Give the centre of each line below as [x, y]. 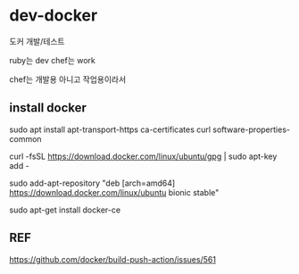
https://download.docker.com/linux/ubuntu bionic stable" [114, 192]
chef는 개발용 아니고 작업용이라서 [68, 79]
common [25, 138]
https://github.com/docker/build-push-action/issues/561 [113, 259]
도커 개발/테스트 [37, 41]
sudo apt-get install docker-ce [65, 210]
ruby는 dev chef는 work [53, 60]
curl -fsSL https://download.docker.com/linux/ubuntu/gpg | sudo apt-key [143, 156]
